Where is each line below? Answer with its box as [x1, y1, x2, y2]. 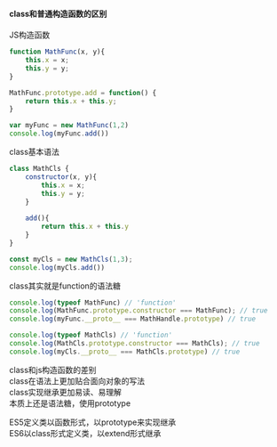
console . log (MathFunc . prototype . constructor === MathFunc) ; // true [9, 306, 268, 315]
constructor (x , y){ [25, 172, 98, 182]
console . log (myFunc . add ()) [9, 129, 109, 138]
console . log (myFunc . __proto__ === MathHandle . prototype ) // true [9, 314, 256, 324]
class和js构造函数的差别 [9, 364, 97, 375]
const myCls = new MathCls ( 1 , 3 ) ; [9, 255, 133, 264]
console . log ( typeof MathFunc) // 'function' [9, 298, 177, 307]
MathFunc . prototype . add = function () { [9, 88, 157, 97]
